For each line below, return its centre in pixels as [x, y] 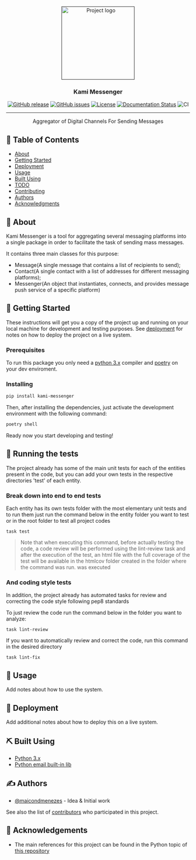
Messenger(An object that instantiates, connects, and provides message [102, 283]
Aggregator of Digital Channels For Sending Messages [98, 121]
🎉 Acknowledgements [47, 830]
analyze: [16, 619]
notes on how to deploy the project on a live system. [69, 335]
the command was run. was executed [65, 567]
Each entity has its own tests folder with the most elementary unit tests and [96, 508]
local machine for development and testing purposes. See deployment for [94, 328]
